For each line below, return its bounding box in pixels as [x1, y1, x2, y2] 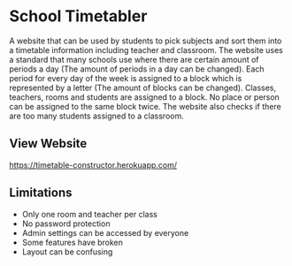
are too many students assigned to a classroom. [9, 110, 184, 121]
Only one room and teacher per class [21, 209, 158, 219]
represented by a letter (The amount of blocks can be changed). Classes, [9, 82, 277, 93]
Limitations [9, 186, 73, 201]
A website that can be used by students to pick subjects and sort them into [9, 35, 282, 46]
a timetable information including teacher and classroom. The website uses [9, 44, 283, 55]
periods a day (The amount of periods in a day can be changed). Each [9, 64, 265, 74]
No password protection [21, 218, 111, 229]
